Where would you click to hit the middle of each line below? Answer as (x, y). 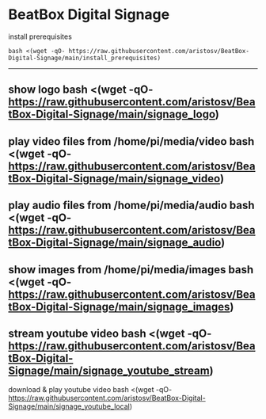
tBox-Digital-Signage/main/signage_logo (112, 114)
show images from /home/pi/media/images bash (131, 270)
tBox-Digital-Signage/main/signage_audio (115, 243)
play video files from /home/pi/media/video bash (131, 141)
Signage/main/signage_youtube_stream (109, 370)
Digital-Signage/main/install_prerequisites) (84, 58)
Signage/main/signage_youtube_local (69, 406)
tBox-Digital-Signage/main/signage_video (114, 179)
